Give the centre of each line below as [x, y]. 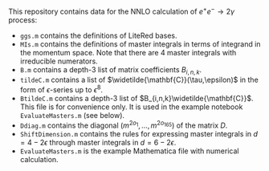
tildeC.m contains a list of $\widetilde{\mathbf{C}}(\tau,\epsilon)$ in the [139, 80]
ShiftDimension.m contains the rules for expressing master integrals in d [139, 133]
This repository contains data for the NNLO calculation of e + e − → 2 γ [122, 11]
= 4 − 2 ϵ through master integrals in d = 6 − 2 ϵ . [98, 142]
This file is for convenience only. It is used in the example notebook [131, 107]
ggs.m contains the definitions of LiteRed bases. [99, 35]
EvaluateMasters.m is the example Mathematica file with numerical [129, 151]
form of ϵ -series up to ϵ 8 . [61, 89]
